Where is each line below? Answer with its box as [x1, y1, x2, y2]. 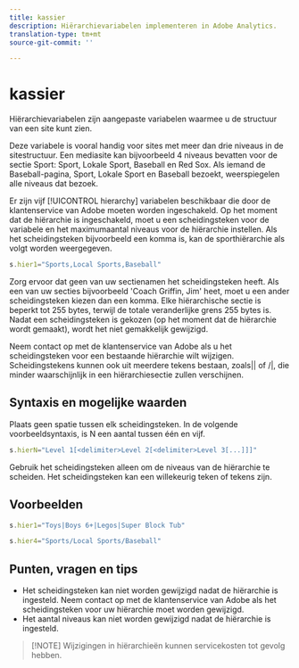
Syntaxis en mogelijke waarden [9, 395, 187, 410]
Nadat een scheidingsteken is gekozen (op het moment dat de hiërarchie [9, 314, 277, 326]
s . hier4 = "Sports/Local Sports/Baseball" [9, 537, 162, 546]
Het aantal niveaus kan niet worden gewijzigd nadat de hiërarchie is [21, 614, 271, 624]
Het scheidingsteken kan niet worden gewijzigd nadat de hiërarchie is [21, 585, 278, 596]
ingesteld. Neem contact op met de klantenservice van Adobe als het [21, 595, 277, 606]
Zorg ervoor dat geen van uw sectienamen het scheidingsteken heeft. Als [9, 276, 279, 287]
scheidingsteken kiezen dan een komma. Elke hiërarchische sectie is [9, 295, 262, 306]
